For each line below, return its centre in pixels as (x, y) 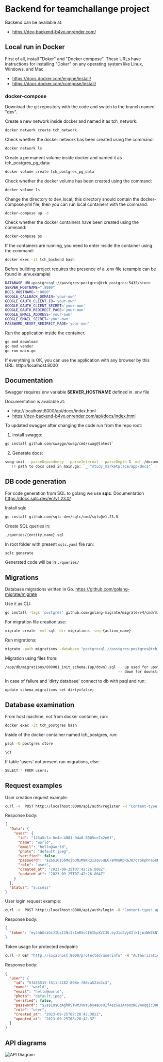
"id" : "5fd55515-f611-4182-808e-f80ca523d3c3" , (63, 983)
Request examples (34, 786)
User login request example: (33, 901)
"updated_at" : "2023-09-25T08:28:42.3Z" (55, 1019)
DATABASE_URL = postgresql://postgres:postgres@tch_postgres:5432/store (78, 283)
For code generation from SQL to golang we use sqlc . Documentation (74, 493)
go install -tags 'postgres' (34, 613)
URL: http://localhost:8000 (32, 365)
